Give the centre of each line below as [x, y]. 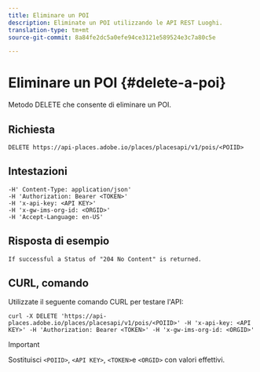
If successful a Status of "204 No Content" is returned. [105, 259]
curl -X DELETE [33, 316]
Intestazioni [38, 171]
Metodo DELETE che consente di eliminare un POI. [90, 105]
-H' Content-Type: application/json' [70, 189]
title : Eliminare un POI [49, 15]
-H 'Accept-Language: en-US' [56, 217]
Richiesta [31, 129]
